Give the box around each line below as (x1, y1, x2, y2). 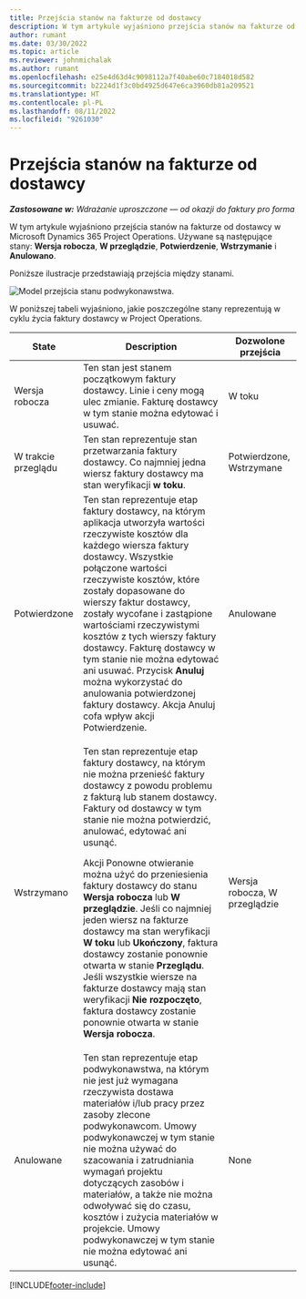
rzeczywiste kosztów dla (83, 527, 189, 540)
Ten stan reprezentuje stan (83, 434, 198, 446)
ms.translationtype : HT (9, 89, 100, 98)
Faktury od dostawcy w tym (83, 803, 202, 815)
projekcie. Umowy (83, 1222, 161, 1235)
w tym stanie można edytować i (83, 407, 219, 420)
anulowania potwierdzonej (83, 687, 196, 700)
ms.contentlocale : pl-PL (9, 97, 104, 107)
